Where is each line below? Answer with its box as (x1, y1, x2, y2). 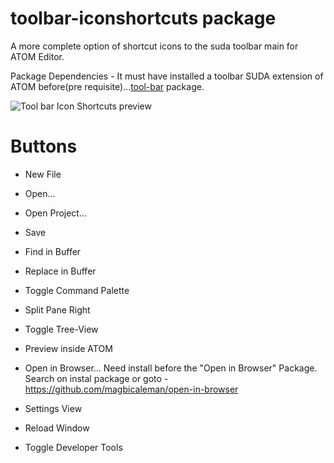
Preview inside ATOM (24, 342, 113, 354)
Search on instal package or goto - (24, 372, 169, 384)
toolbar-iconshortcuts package (10, 7, 277, 30)
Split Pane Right (24, 303, 91, 316)
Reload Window (24, 422, 90, 434)
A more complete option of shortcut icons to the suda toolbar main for (10, 40, 299, 52)
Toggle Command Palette (24, 284, 130, 296)
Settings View (24, 402, 83, 414)
